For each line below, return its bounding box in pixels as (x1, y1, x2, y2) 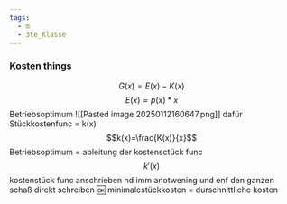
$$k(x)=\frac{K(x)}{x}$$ (106, 132, 197, 143)
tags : (9, 13, 30, 23)
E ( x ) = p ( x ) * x (125, 94, 179, 105)
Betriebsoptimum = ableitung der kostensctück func (9, 146, 203, 157)
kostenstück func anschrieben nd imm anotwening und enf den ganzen (9, 174, 275, 185)
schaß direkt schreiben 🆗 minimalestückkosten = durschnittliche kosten (9, 184, 278, 195)
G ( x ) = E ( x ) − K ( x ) (118, 80, 185, 91)
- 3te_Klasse (17, 30, 67, 39)
